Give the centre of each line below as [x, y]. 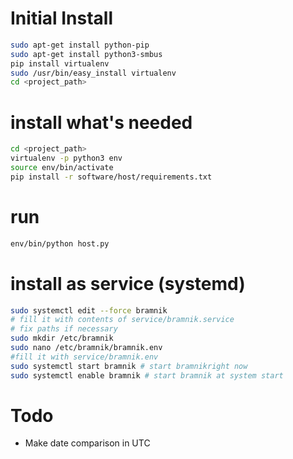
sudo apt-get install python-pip [80, 45]
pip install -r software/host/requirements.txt [111, 177]
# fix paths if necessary [64, 329]
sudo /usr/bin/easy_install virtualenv [93, 73]
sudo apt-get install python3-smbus [86, 54]
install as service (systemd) [128, 283]
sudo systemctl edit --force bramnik [89, 310]
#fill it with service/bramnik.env [84, 357]
